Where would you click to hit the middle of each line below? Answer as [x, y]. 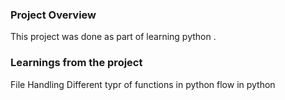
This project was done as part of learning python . [113, 37]
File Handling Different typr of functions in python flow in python [143, 84]
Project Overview [53, 15]
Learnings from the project [76, 63]
